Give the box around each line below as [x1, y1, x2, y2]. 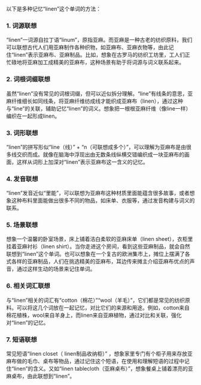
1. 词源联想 [6, 22, 37, 30]
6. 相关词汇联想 [6, 282, 51, 290]
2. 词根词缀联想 [6, 75, 51, 84]
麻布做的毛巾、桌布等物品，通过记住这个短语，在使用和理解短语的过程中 [6, 357, 184, 365]
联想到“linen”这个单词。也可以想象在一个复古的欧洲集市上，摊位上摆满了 [6, 250, 185, 258]
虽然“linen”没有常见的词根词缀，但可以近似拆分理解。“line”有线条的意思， [6, 90, 188, 97]
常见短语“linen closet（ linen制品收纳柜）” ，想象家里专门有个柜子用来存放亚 [6, 350, 193, 357]
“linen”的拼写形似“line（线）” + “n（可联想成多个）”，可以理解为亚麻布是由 [6, 143, 187, 151]
